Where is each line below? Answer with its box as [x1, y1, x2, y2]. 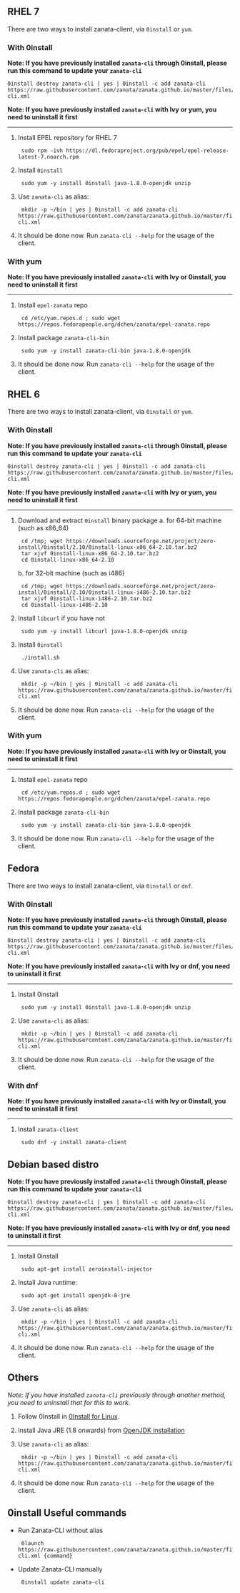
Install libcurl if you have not [17, 614, 106, 622]
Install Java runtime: [17, 1279, 77, 1287]
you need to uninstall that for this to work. [7, 1398, 131, 1406]
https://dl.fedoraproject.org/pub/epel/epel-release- [66, 147, 230, 154]
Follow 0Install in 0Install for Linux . [17, 1411, 120, 1421]
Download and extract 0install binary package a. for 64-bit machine [17, 516, 222, 525]
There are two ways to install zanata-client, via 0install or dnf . [7, 881, 194, 890]
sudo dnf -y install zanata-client [21, 1139, 127, 1146]
